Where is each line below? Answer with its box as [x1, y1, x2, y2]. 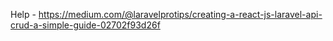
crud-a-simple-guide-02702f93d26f [10, 19, 161, 31]
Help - [10, 9, 37, 20]
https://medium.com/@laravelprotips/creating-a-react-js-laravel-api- [38, 9, 323, 20]
